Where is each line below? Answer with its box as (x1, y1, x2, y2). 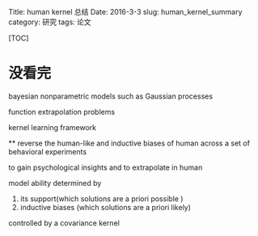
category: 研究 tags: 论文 (8, 17, 91, 27)
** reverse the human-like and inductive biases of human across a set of (8, 138, 251, 148)
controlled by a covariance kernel (8, 217, 120, 228)
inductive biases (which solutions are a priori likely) (19, 202, 192, 212)
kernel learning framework (8, 122, 97, 132)
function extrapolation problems (8, 107, 116, 116)
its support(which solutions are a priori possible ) (19, 193, 184, 204)
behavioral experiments (8, 146, 87, 156)
